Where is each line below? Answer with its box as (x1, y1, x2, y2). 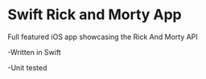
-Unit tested (7, 62, 47, 73)
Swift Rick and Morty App (7, 6, 182, 24)
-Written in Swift (7, 47, 61, 57)
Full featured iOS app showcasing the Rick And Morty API (7, 32, 198, 41)
